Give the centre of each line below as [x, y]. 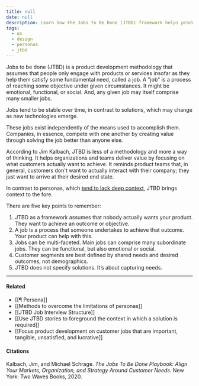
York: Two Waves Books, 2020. [44, 377]
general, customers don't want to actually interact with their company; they [98, 170]
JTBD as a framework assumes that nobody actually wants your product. [104, 217]
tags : [13, 28]
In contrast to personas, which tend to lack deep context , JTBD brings [92, 188]
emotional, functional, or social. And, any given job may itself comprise [92, 92]
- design [22, 39]
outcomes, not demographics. [52, 261]
